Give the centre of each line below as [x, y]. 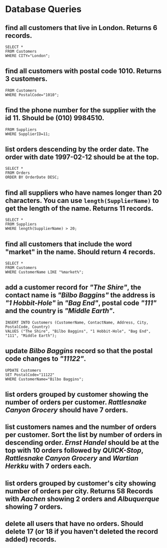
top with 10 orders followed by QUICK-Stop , [74, 451]
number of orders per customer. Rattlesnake [76, 402]
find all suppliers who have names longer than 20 [83, 193]
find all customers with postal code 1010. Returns [83, 71]
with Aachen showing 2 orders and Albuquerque [82, 499]
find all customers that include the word [68, 244]
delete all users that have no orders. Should [74, 524]
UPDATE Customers [23, 370]
